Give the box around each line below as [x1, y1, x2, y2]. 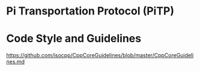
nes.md [6, 58, 25, 66]
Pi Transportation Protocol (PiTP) [6, 4, 175, 18]
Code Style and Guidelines [6, 32, 142, 46]
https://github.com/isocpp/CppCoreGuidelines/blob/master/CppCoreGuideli [6, 52, 194, 59]
